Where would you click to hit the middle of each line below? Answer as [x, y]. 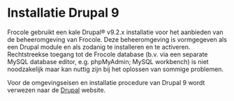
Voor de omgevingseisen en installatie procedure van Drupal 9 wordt [106, 82]
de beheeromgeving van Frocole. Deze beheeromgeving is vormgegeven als [117, 39]
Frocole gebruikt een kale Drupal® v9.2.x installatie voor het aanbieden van [115, 32]
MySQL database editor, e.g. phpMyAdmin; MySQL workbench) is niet [108, 61]
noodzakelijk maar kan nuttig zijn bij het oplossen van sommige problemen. [116, 69]
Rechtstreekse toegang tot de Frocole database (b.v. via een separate [108, 54]
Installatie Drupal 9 [63, 13]
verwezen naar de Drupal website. [57, 90]
